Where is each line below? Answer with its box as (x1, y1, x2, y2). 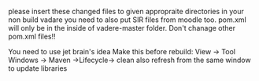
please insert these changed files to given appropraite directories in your (8, 7, 244, 16)
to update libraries (8, 64, 68, 73)
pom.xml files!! (8, 31, 57, 41)
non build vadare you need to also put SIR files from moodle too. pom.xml (8, 15, 246, 24)
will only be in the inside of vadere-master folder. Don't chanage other (8, 24, 236, 32)
